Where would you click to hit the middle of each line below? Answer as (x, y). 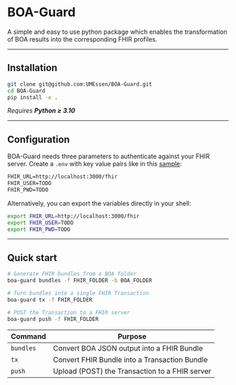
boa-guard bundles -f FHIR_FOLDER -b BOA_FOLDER (80, 281)
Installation (32, 68)
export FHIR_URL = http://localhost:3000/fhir (73, 216)
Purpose (132, 336)
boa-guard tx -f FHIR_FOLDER (50, 300)
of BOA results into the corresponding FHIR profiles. (83, 39)
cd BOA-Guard (26, 91)
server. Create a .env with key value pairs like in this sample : (95, 164)
